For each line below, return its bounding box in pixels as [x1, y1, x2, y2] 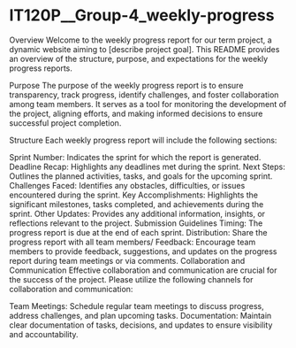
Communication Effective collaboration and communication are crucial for [9, 265, 277, 275]
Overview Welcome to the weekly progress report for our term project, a [9, 35, 272, 45]
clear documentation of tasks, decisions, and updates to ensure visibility [9, 320, 273, 330]
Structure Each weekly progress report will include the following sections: [9, 135, 277, 145]
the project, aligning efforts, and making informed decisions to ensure [9, 108, 263, 119]
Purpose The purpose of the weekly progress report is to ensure [9, 80, 244, 90]
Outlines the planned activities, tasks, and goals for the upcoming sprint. [9, 170, 273, 182]
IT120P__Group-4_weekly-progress [9, 5, 275, 26]
